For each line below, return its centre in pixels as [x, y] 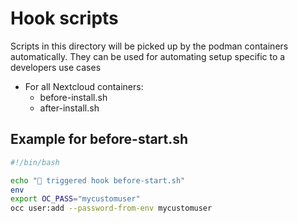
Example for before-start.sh [99, 139]
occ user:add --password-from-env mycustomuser [111, 208]
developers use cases [56, 67]
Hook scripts [64, 18]
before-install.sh [73, 97]
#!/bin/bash [35, 162]
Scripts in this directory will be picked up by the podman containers [149, 46]
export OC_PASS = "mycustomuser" [75, 199]
